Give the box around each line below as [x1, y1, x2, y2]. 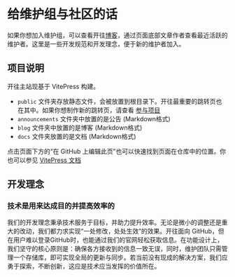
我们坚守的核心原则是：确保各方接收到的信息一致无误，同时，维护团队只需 [7, 245, 222, 253]
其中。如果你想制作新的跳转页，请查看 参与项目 [23, 106, 161, 114]
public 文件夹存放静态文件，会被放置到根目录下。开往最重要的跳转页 [17, 97, 216, 105]
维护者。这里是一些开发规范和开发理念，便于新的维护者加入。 [7, 39, 185, 48]
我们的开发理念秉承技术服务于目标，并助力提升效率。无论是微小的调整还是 [7, 218, 222, 227]
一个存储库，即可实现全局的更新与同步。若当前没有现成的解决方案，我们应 [13, 253, 228, 262]
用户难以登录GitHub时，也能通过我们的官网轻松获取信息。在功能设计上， [13, 236, 224, 244]
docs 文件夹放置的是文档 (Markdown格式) [17, 132, 136, 140]
